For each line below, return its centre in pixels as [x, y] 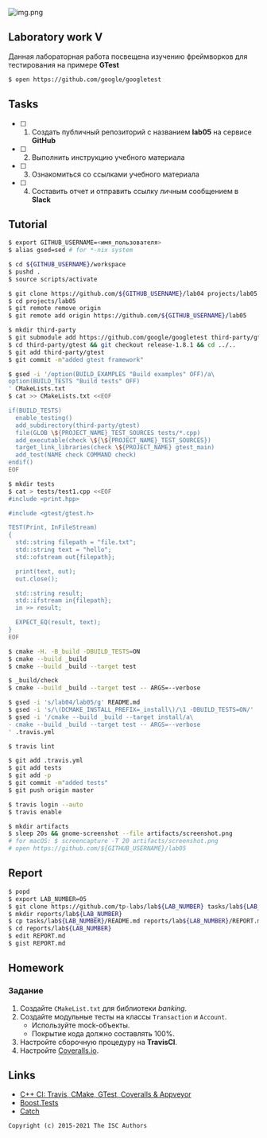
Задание [26, 991]
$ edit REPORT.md [37, 936]
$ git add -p [30, 775]
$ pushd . [25, 272]
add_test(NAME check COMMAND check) [76, 455]
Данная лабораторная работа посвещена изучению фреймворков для [128, 56]
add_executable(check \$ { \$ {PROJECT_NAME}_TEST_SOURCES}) [114, 440]
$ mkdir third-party [43, 330]
